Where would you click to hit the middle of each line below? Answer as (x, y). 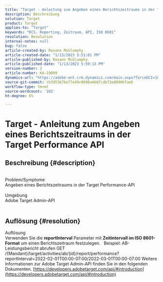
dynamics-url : (19, 78)
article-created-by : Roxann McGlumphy (44, 50)
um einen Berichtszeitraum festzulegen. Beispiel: (71, 243)
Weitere (149, 259)
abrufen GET (52, 248)
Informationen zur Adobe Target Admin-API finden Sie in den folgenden (76, 264)
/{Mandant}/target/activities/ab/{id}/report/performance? (62, 254)
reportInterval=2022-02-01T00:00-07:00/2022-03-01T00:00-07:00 (73, 259)
